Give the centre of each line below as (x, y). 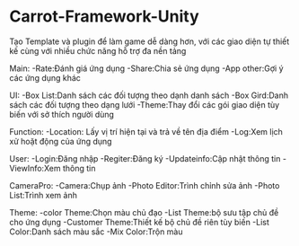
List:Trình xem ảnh (44, 195)
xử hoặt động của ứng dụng (61, 141)
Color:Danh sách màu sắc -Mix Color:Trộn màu (96, 232)
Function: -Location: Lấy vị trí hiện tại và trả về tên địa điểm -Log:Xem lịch (146, 131)
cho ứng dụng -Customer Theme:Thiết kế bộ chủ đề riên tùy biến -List (139, 222)
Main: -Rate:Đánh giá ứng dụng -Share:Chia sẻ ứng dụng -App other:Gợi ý (147, 68)
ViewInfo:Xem (35, 168)
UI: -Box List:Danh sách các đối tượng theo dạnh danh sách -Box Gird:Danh (149, 95)
